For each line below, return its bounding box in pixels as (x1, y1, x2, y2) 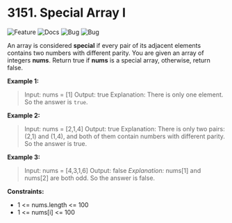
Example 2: (7, 111, 40, 119)
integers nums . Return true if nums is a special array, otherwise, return (7, 56, 210, 64)
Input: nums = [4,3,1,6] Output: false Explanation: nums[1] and (24, 166, 201, 174)
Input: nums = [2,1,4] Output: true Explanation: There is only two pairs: (24, 124, 225, 133)
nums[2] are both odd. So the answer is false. (24, 174, 155, 182)
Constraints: (7, 187, 44, 195)
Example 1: (7, 76, 40, 85)
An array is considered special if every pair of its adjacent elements (7, 41, 201, 49)
